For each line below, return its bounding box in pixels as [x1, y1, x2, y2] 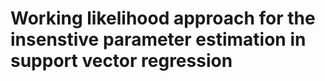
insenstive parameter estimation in [10, 28, 307, 51]
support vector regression [10, 50, 233, 72]
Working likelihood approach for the [10, 7, 316, 30]
